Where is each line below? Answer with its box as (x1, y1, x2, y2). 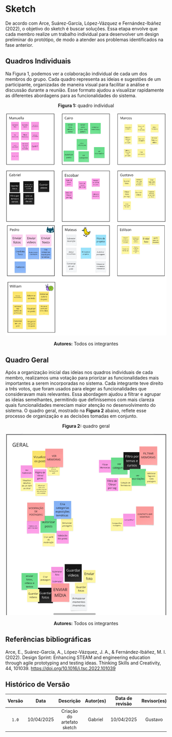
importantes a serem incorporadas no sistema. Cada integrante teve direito (5, 380, 164, 386)
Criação (61, 708, 78, 714)
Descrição (58, 698, 81, 704)
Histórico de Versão (5, 680, 70, 689)
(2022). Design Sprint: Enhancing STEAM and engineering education (5, 654, 150, 660)
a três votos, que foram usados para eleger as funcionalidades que (5, 386, 147, 392)
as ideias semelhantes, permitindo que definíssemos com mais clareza (5, 397, 155, 403)
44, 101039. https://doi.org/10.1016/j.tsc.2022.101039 (5, 665, 116, 671)
